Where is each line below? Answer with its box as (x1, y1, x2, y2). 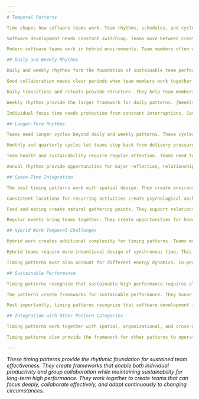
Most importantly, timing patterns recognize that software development (6, 302, 190, 308)
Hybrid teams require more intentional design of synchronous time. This (6, 249, 193, 255)
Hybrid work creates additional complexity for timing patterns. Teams (6, 238, 187, 244)
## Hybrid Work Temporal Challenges (6, 228, 97, 233)
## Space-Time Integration (6, 174, 73, 180)
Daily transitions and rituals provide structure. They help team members (6, 89, 195, 95)
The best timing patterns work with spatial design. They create (6, 184, 171, 191)
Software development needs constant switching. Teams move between (6, 35, 179, 41)
